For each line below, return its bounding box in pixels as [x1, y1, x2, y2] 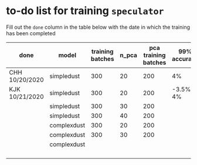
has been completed [6, 29, 56, 36]
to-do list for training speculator [6, 4, 164, 18]
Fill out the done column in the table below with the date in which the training [6, 23, 191, 31]
